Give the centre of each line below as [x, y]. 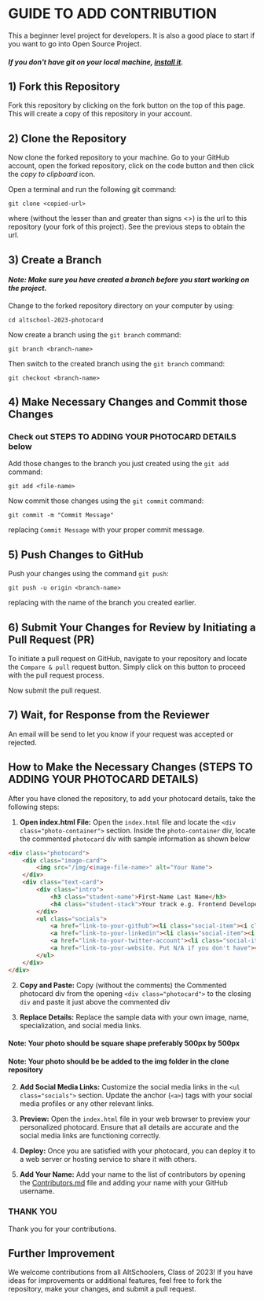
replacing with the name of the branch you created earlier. [102, 603]
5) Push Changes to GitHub [76, 555]
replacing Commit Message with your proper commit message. [106, 530]
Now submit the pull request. [55, 691]
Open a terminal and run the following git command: [92, 189]
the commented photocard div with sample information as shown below [135, 839]
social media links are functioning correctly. [90, 1136]
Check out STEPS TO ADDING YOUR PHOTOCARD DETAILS [123, 437]
